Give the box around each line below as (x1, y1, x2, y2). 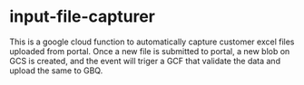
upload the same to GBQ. (9, 65, 103, 76)
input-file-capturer (9, 6, 156, 27)
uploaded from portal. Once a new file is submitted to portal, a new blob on (9, 45, 290, 56)
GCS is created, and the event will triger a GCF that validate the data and (9, 55, 281, 66)
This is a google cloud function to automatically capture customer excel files (9, 36, 295, 47)
